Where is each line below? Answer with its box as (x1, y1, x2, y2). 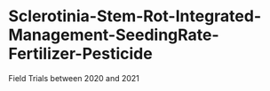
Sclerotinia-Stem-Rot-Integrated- (8, 6, 262, 27)
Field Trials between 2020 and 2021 (8, 72, 139, 83)
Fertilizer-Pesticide (8, 44, 153, 64)
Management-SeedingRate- (8, 25, 219, 45)
